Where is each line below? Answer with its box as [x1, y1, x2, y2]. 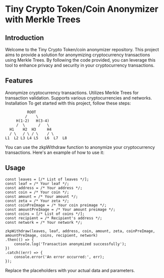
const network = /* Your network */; [5, 220, 83, 225]
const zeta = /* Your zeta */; [5, 198, 69, 203]
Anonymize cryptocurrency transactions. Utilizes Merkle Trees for [5, 90, 139, 96]
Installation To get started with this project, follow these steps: [5, 100, 131, 106]
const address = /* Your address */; [5, 185, 83, 190]
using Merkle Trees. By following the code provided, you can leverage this [5, 57, 156, 63]
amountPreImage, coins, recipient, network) [5, 233, 98, 238]
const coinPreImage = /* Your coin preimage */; [5, 203, 107, 208]
